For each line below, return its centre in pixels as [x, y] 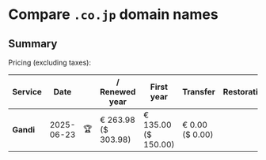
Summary [33, 44]
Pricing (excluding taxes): [50, 62]
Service [27, 92]
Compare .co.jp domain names [114, 15]
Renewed [118, 92]
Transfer [199, 92]
